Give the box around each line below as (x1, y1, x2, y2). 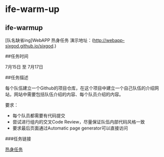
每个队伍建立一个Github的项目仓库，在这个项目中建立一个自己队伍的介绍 (5, 85, 155, 91)
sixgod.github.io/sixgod (5, 43, 53, 48)
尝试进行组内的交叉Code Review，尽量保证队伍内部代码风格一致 (12, 119, 145, 124)
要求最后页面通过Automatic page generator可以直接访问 (12, 125, 128, 131)
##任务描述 (5, 74, 28, 80)
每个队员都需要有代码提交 (12, 112, 65, 118)
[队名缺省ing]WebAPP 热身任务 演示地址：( (5, 37, 94, 43)
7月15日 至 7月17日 (5, 64, 43, 69)
